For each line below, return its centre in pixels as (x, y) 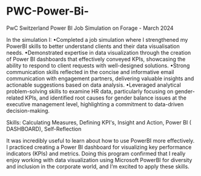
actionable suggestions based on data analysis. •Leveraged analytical (94, 85)
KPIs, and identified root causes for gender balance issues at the (106, 98)
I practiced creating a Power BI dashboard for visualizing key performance (99, 147)
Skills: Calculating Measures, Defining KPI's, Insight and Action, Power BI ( (99, 122)
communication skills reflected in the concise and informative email (90, 72)
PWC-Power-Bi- (48, 11)
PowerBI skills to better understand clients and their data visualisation (93, 46)
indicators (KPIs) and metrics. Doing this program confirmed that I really (96, 154)
